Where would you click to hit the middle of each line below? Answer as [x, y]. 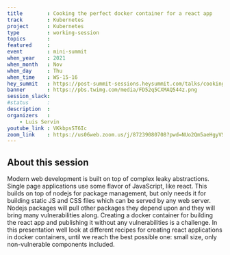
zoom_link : [29, 134]
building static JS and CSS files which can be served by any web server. [109, 201]
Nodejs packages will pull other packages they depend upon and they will [111, 208]
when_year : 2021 [37, 58]
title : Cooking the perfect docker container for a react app [110, 13]
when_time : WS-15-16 [42, 77]
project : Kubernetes [46, 26]
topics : [29, 39]
